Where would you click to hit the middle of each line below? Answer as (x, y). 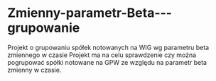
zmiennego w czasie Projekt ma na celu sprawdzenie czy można (102, 55)
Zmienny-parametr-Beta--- (90, 13)
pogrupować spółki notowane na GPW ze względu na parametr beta (107, 62)
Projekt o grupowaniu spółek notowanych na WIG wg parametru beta (108, 47)
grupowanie (44, 28)
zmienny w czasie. (34, 70)
